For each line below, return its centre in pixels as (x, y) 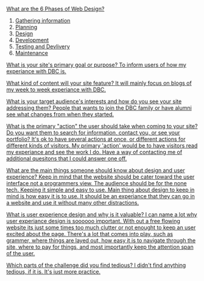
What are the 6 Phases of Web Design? (55, 9)
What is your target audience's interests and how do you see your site (94, 101)
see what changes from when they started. (60, 114)
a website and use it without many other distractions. (73, 203)
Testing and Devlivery (42, 46)
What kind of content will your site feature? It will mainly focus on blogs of (99, 83)
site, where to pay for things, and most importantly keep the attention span (100, 247)
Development (32, 40)
